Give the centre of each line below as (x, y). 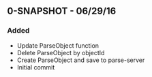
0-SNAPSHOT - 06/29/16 (62, 11)
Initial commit (36, 67)
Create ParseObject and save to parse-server (81, 60)
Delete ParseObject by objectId (61, 52)
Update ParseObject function (58, 45)
